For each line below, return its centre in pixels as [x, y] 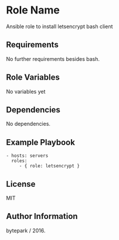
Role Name [33, 10]
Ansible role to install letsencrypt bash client [59, 26]
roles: [19, 161]
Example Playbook [40, 142]
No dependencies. [28, 124]
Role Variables [33, 78]
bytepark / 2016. [26, 230]
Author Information [42, 216]
